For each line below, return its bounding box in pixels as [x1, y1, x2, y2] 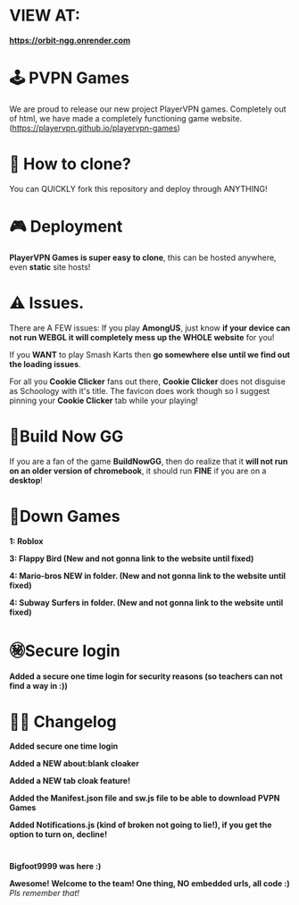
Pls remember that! [9, 887, 80, 898]
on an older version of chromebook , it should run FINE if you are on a [9, 465, 267, 476]
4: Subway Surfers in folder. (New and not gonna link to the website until [9, 597, 284, 608]
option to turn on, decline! [9, 829, 108, 840]
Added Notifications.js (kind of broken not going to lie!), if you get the [9, 819, 272, 831]
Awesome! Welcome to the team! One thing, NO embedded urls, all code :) [9, 877, 290, 889]
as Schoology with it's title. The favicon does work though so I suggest [9, 385, 270, 396]
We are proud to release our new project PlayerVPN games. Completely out [9, 104, 287, 114]
